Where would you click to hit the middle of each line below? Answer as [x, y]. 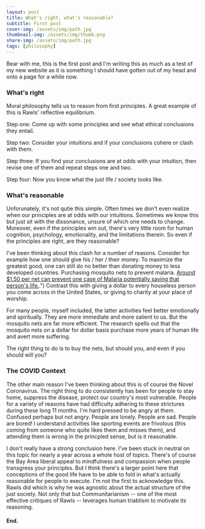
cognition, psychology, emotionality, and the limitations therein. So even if [99, 235]
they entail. [20, 131]
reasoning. [20, 507]
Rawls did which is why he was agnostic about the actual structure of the [99, 487]
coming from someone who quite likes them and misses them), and [91, 430]
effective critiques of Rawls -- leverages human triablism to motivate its [96, 500]
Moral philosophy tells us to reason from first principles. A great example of [102, 106]
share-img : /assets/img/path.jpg [49, 40]
